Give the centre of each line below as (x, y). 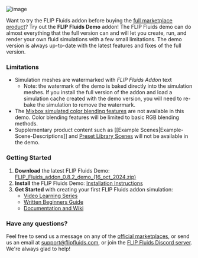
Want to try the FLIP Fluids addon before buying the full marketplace (89, 20)
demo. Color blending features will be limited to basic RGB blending (97, 117)
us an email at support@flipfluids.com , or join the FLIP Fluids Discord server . (99, 242)
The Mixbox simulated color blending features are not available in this (99, 111)
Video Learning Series (51, 196)
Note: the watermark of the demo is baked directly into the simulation (108, 86)
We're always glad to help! (38, 249)
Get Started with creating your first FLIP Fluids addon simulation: (94, 189)
